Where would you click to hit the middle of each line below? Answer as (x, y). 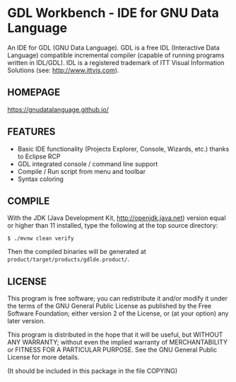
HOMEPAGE (34, 92)
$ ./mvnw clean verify (41, 238)
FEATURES (31, 132)
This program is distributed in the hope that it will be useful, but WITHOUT (115, 335)
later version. (26, 321)
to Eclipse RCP (39, 156)
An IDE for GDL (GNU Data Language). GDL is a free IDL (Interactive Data (114, 47)
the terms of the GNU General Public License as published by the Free (110, 306)
